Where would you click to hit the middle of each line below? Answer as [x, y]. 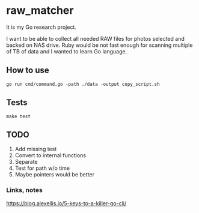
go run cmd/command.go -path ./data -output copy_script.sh [83, 84]
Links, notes [25, 190]
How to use [28, 70]
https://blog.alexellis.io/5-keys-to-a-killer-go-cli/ [66, 203]
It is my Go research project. [41, 27]
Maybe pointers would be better [55, 175]
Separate [26, 162]
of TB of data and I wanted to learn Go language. [67, 51]
